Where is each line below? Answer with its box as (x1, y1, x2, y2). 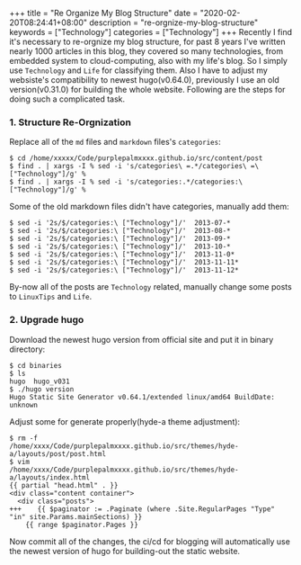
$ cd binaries (9, 361, 63, 370)
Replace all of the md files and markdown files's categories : (9, 137, 222, 148)
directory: (9, 344, 46, 354)
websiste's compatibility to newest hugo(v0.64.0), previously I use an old (9, 75, 280, 85)
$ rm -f (9, 434, 39, 443)
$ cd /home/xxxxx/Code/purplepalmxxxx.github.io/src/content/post (9, 154, 263, 163)
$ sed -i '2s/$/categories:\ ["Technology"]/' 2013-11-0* (9, 250, 235, 259)
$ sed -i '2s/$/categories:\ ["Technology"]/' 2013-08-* (9, 227, 231, 236)
